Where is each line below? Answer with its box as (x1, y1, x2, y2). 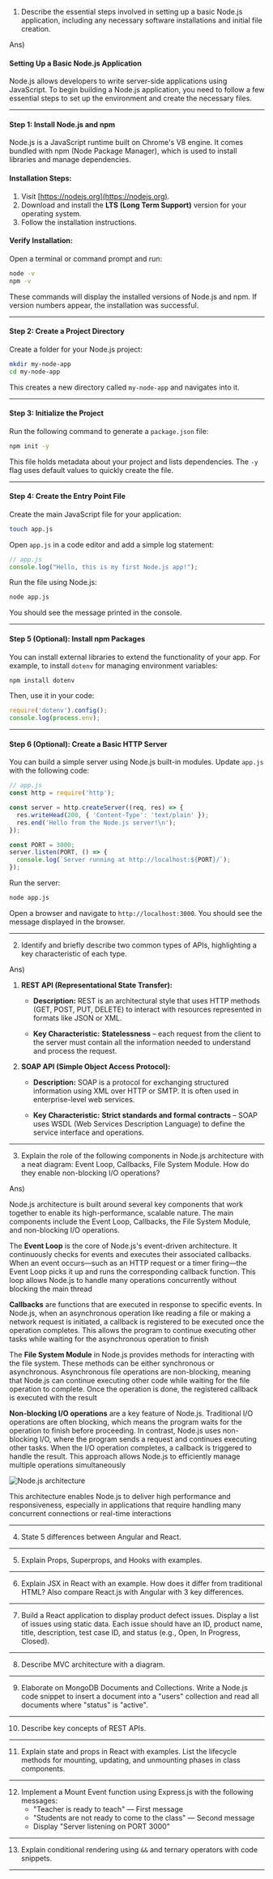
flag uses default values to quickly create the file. (9, 465, 173, 475)
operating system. (20, 208, 82, 218)
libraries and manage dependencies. (9, 155, 132, 164)
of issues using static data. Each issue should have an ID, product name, (20, 1619, 262, 1629)
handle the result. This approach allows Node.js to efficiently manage (9, 1451, 241, 1461)
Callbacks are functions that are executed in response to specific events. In (9, 1299, 262, 1309)
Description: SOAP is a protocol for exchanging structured (32, 1077, 229, 1087)
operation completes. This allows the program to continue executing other (9, 1325, 257, 1335)
